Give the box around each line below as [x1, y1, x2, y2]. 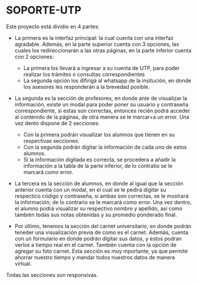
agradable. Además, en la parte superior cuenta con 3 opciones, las [14, 41, 179, 48]
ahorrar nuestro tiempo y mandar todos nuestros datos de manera [14, 253, 175, 260]
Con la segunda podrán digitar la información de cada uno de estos [23, 143, 187, 151]
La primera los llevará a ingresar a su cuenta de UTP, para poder [23, 64, 181, 71]
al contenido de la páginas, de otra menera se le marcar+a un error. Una [14, 113, 189, 121]
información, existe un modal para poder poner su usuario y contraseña [14, 101, 189, 108]
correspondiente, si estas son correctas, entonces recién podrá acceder [14, 107, 191, 114]
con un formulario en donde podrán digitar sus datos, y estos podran [14, 235, 182, 242]
